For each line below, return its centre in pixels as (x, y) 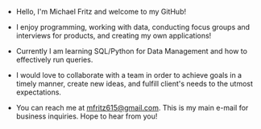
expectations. (39, 92)
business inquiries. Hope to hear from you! (87, 116)
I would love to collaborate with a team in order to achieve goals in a (129, 75)
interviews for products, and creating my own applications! (114, 36)
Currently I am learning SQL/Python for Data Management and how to (132, 51)
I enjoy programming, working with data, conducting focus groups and (133, 27)
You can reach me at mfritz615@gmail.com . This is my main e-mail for (132, 108)
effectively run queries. (54, 60)
